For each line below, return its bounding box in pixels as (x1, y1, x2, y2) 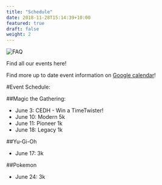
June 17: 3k (15, 150, 44, 157)
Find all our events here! (6, 60, 67, 67)
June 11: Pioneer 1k (15, 119, 62, 127)
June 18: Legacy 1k (15, 126, 63, 133)
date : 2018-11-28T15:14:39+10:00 (6, 15, 91, 21)
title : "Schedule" (6, 8, 53, 15)
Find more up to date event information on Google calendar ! (6, 72, 156, 79)
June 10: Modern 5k (15, 113, 66, 121)
